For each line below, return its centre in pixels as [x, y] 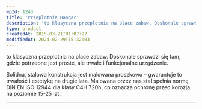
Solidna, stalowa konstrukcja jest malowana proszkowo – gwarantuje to [94, 75]
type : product [24, 28]
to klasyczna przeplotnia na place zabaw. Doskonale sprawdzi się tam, [93, 57]
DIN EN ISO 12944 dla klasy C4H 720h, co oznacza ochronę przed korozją [98, 87]
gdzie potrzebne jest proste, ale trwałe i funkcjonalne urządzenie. [87, 63]
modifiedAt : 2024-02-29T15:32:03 [48, 40]
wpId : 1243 [20, 12]
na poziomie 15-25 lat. [34, 94]
